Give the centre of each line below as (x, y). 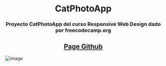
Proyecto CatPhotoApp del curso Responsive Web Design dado (83, 24)
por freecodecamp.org (83, 30)
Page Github (83, 46)
